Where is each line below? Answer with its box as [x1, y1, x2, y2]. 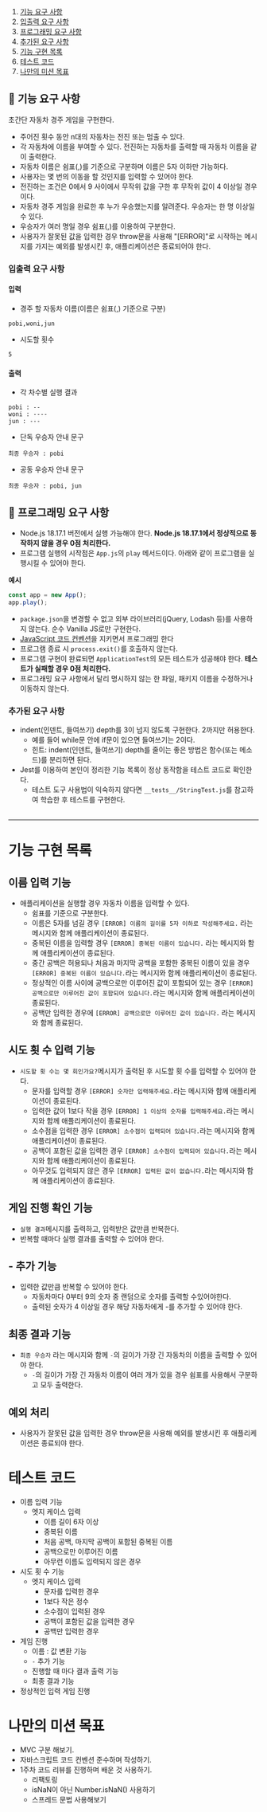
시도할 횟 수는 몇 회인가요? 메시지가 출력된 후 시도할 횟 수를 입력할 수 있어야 [19, 1066, 248, 1076]
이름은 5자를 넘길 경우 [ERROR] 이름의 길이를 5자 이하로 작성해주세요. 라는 [31, 919, 253, 928]
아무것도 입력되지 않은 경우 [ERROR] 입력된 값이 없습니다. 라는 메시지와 [31, 1166, 246, 1175]
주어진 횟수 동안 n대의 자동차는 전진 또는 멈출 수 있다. [19, 131, 185, 141]
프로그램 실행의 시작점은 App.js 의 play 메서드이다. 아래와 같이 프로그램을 [19, 548, 246, 558]
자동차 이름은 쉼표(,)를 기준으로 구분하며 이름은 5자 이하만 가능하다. [19, 162, 229, 171]
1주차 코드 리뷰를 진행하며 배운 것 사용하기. [19, 1764, 153, 1775]
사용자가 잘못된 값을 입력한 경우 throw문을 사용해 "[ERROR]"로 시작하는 [19, 231, 243, 241]
